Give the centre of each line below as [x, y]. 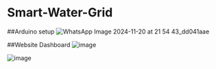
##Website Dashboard [39, 44]
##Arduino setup [31, 31]
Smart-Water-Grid [60, 13]
